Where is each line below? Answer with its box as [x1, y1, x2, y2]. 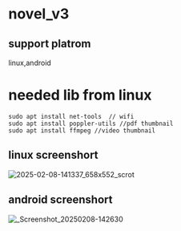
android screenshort [8, 193, 113, 207]
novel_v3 [8, 5, 70, 23]
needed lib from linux [8, 86, 152, 104]
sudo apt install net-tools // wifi [8, 112, 135, 120]
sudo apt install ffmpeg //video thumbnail [8, 126, 156, 135]
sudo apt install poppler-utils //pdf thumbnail [8, 120, 174, 128]
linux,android [8, 58, 52, 67]
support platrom [8, 37, 91, 51]
